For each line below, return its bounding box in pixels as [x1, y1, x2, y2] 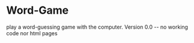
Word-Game [6, 4, 69, 17]
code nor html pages [6, 29, 58, 36]
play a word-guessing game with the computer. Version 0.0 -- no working [6, 23, 188, 30]
